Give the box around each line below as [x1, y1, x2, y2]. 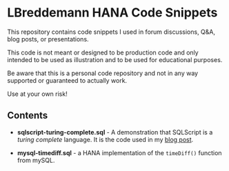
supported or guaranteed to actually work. [7, 76, 128, 84]
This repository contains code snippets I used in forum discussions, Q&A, [7, 28, 216, 36]
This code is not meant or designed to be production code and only [7, 48, 199, 57]
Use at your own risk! [7, 90, 68, 98]
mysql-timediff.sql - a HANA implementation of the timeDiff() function [17, 148, 222, 157]
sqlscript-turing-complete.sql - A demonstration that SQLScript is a [17, 128, 213, 136]
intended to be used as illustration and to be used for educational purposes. [7, 55, 223, 63]
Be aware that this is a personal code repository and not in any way [7, 69, 199, 77]
